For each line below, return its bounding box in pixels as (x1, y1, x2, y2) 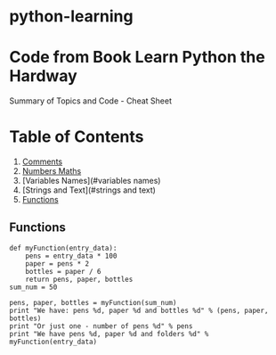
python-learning (9, 6, 134, 27)
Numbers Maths (21, 166, 82, 177)
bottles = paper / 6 (25, 267, 101, 276)
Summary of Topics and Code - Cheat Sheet (9, 95, 172, 106)
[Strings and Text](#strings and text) (21, 185, 156, 195)
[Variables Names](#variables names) (21, 176, 161, 186)
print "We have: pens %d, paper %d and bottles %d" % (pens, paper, (9, 306, 269, 315)
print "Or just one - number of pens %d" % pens (9, 321, 193, 331)
